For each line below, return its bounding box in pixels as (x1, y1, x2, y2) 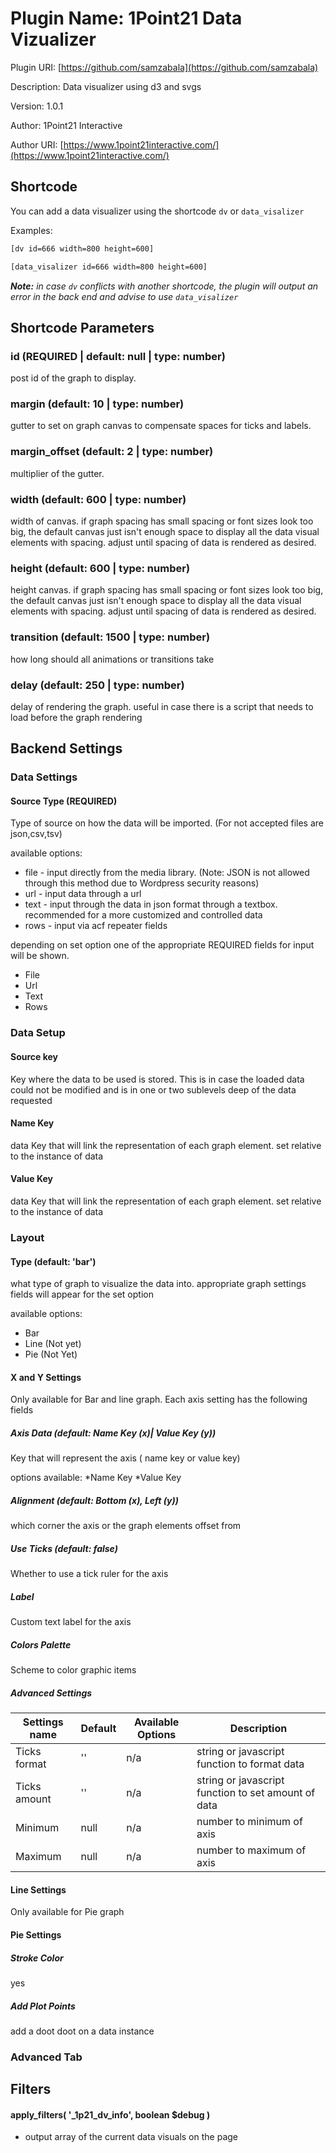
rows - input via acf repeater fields (24, 920, 168, 932)
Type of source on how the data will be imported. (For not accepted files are (10, 817, 324, 829)
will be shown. (10, 950, 70, 962)
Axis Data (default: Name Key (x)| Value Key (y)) (10, 1427, 217, 1439)
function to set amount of (196, 1786, 316, 1800)
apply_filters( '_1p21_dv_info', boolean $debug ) (10, 2108, 211, 2121)
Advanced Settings (10, 1687, 93, 1699)
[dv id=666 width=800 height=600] (10, 243, 155, 254)
